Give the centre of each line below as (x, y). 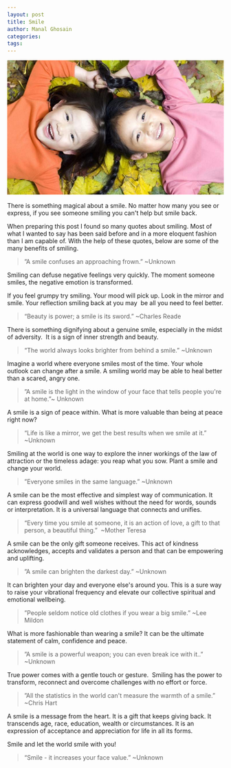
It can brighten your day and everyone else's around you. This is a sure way (114, 585)
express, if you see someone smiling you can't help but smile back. (102, 213)
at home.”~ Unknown (54, 399)
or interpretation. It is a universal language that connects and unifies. (104, 509)
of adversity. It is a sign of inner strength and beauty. (83, 337)
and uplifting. (26, 558)
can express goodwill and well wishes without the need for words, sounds (112, 502)
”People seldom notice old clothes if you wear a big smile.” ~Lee (115, 612)
